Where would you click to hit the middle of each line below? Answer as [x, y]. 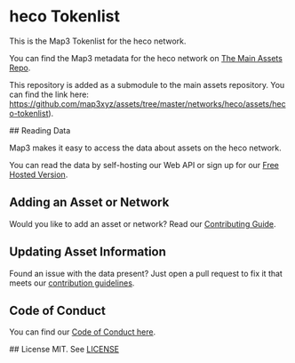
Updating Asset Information [88, 252]
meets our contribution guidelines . [72, 283]
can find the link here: [49, 94]
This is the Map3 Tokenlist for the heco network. [98, 41]
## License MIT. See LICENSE [64, 350]
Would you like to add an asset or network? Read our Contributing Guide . [143, 223]
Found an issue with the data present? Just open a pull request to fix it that [146, 273]
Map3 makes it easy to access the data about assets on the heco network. [145, 148]
